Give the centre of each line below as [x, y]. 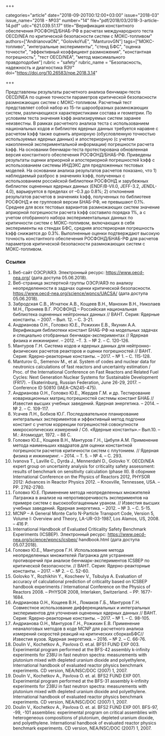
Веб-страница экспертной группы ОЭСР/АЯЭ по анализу [73, 283]
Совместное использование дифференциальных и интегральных [82, 608]
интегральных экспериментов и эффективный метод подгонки [79, 419]
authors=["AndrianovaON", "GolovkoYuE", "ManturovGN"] [64, 41]
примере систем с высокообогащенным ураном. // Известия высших [86, 503]
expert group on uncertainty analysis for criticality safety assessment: [84, 466]
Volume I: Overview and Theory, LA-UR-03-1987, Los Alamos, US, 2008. [86, 519]
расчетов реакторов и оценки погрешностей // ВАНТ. [96, 351]
